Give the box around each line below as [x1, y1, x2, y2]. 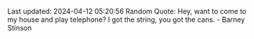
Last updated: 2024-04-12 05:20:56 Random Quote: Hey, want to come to [7, 7, 247, 16]
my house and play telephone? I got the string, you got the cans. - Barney [7, 15, 245, 24]
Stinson [7, 23, 32, 32]
